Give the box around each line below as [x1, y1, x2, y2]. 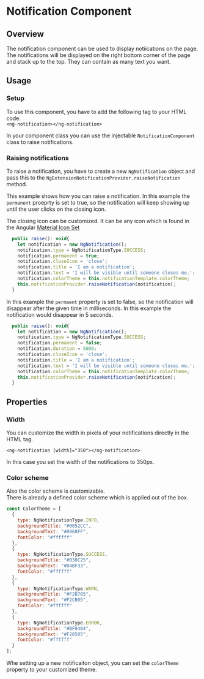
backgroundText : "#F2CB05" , [17, 597, 89, 603]
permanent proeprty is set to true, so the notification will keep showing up [6, 199, 190, 206]
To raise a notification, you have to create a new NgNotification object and [6, 167, 195, 175]
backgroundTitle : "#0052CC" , [17, 523, 92, 529]
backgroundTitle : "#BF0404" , [17, 625, 92, 632]
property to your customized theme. [6, 666, 97, 673]
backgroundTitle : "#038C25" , [17, 557, 92, 563]
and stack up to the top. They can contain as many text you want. [6, 58, 171, 65]
